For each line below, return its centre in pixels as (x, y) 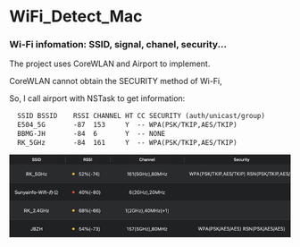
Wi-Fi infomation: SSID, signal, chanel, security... (118, 45)
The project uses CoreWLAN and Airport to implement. (110, 64)
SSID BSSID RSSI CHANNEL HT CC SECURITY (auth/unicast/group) (142, 116)
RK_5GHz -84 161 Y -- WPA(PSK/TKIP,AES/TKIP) (128, 143)
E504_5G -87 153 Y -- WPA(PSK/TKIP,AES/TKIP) (128, 125)
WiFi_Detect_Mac (76, 17)
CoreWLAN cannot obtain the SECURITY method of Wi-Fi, (116, 81)
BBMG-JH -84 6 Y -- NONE (92, 134)
